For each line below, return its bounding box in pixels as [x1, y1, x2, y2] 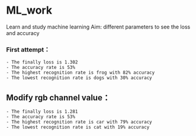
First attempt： [6, 45, 50, 53]
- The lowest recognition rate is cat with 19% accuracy [6, 124, 150, 131]
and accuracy [6, 29, 40, 36]
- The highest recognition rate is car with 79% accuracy [6, 119, 152, 125]
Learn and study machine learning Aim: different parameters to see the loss [6, 23, 191, 30]
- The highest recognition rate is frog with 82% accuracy [6, 69, 155, 76]
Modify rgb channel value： [6, 93, 111, 103]
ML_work [6, 4, 52, 17]
